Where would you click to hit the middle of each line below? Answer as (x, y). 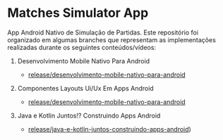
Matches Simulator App (78, 13)
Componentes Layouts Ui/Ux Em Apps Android (85, 88)
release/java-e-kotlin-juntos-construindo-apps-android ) (110, 129)
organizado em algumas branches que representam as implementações (112, 39)
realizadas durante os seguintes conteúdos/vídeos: (82, 47)
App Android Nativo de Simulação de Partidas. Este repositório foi (103, 32)
